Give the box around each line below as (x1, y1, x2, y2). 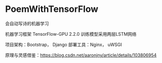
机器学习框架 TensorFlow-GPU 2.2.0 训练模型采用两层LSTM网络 (5, 31, 137, 37)
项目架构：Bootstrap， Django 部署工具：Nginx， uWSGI (5, 41, 122, 48)
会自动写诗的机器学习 (5, 20, 49, 26)
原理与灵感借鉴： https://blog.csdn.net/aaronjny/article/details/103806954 (5, 52, 157, 58)
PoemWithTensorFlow (5, 3, 99, 15)
